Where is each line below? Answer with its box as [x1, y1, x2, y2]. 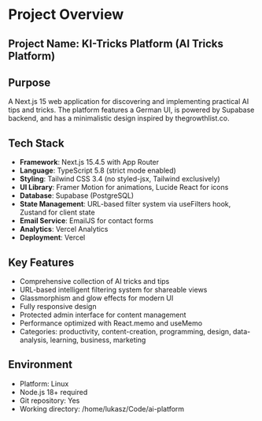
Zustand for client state [19, 207, 96, 218]
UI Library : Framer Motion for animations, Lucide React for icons [19, 183, 229, 192]
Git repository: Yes [19, 396, 80, 405]
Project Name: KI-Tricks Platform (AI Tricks [8, 37, 224, 50]
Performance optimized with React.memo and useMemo [19, 319, 203, 328]
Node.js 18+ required [19, 387, 88, 397]
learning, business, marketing [50, 335, 146, 345]
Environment [8, 358, 73, 371]
